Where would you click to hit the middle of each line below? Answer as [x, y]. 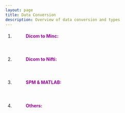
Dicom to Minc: [42, 36]
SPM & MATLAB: [44, 82]
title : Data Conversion [31, 15]
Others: [34, 105]
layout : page [19, 10]
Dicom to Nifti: [41, 59]
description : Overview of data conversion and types [63, 20]
